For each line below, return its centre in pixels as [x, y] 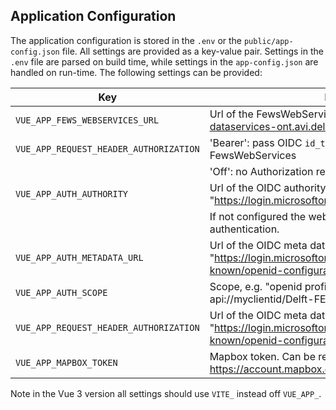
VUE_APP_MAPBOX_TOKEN [66, 362]
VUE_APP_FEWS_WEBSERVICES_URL [87, 120]
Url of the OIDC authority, [269, 187]
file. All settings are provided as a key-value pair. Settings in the [192, 51]
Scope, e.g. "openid [256, 286]
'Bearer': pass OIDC [256, 142]
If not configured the [258, 216]
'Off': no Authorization [261, 171]
